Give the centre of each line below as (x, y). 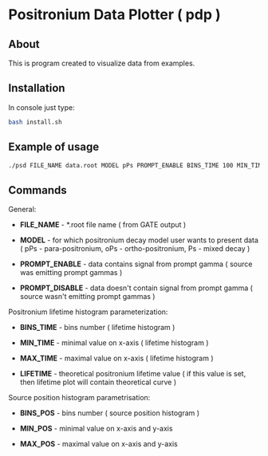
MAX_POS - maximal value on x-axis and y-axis (99, 444)
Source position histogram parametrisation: (79, 398)
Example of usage (54, 147)
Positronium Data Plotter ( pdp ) (114, 15)
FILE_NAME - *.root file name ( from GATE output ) (103, 225)
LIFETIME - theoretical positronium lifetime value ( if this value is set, (133, 374)
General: (22, 210)
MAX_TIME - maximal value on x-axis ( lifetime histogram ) (116, 358)
